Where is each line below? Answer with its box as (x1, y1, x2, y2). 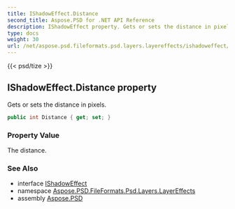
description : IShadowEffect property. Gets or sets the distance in (7, 23, 211, 30)
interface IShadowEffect (17, 179, 87, 188)
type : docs (7, 29, 39, 37)
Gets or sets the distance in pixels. (7, 100, 107, 109)
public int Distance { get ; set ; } (7, 114, 111, 121)
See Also (7, 163, 38, 173)
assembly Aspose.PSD (17, 194, 83, 203)
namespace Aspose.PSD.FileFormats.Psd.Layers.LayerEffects (17, 187, 196, 195)
